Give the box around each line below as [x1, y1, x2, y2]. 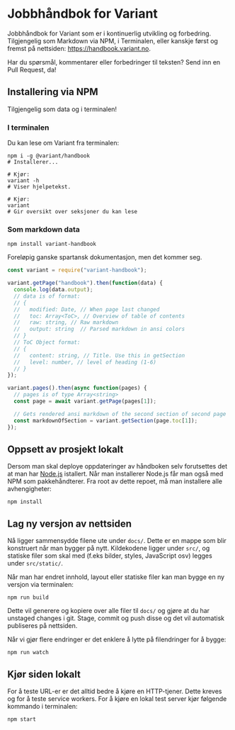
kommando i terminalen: [7, 702, 78, 711]
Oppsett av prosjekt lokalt [7, 443, 124, 455]
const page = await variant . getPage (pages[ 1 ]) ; [13, 398, 157, 405]
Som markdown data [7, 224, 80, 234]
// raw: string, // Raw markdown [13, 319, 119, 326]
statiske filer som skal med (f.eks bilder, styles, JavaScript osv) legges [7, 551, 212, 560]
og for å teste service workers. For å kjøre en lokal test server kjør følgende [7, 695, 227, 703]
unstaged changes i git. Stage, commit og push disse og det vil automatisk [7, 614, 225, 622]
